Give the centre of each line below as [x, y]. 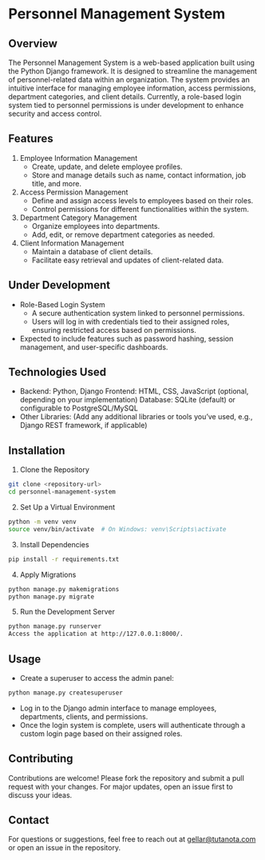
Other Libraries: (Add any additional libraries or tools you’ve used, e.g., [136, 417]
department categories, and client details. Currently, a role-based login [125, 96]
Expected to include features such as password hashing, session [127, 338]
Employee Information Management [79, 158]
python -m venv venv [43, 522]
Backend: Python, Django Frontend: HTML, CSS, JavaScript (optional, [134, 391]
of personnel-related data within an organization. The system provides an [129, 80]
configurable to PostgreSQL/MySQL [79, 408]
